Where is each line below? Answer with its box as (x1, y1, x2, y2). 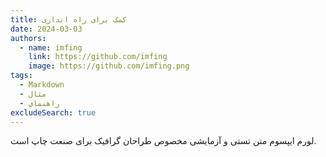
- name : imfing (19, 42, 83, 53)
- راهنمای (19, 98, 60, 108)
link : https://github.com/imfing (28, 52, 168, 62)
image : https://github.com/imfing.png (28, 61, 190, 71)
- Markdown (19, 80, 65, 90)
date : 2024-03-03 (10, 24, 83, 34)
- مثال (19, 89, 47, 99)
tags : (10, 71, 33, 81)
